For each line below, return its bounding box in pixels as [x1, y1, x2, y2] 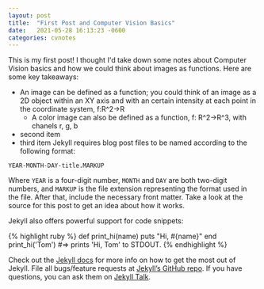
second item [19, 130, 61, 139]
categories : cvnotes [8, 33, 77, 42]
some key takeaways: [8, 72, 79, 82]
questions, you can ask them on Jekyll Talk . [8, 272, 151, 282]
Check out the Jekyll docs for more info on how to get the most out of [8, 255, 236, 265]
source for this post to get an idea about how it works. [8, 201, 185, 211]
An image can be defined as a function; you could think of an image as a [19, 88, 257, 97]
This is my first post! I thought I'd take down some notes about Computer [8, 55, 247, 65]
